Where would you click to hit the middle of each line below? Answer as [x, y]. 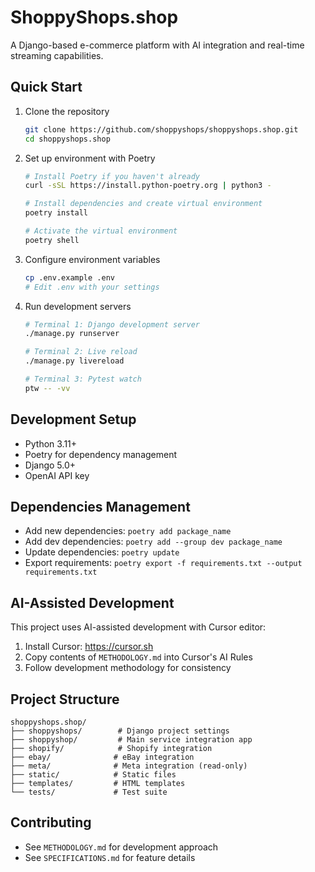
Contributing [51, 822]
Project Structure [65, 699]
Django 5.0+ [50, 465]
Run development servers [78, 306]
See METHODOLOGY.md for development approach [121, 847]
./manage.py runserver [72, 334]
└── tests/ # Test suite [89, 792]
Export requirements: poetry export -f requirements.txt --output [163, 563]
